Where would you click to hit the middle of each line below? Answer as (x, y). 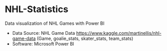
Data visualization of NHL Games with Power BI (55, 23)
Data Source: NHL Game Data (44, 33)
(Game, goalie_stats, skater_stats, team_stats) (85, 38)
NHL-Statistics (37, 9)
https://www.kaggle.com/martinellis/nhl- (119, 33)
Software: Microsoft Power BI (43, 43)
